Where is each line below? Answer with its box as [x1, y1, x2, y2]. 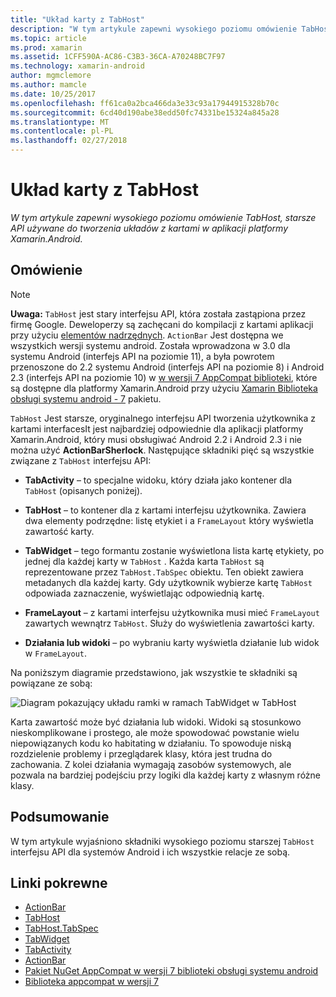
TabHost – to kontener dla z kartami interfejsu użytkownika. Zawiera [24, 504, 307, 516]
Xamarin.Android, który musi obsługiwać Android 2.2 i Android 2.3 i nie [10, 433, 303, 445]
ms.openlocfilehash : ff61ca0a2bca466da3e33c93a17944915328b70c [10, 98, 280, 108]
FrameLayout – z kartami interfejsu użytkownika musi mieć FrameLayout [24, 606, 320, 618]
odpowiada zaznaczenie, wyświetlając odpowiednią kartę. [24, 587, 265, 599]
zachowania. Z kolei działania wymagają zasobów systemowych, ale [10, 758, 292, 770]
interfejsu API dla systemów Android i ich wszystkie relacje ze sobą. [10, 846, 291, 858]
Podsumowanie [10, 809, 110, 826]
